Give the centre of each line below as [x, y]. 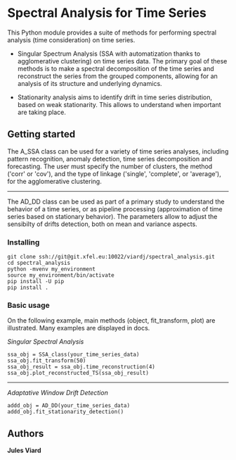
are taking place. [42, 112]
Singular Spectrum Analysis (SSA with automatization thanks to [109, 54]
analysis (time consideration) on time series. [71, 39]
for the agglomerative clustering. [54, 181]
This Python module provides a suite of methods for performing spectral [112, 32]
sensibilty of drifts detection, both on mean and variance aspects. [103, 224]
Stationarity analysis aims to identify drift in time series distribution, [115, 97]
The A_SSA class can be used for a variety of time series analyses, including [118, 151]
